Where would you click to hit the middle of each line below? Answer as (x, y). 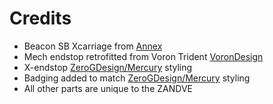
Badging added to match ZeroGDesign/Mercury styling (137, 78)
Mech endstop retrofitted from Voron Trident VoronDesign (143, 56)
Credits (40, 18)
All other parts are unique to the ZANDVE (108, 88)
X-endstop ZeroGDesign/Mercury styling (108, 67)
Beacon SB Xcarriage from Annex (93, 46)
